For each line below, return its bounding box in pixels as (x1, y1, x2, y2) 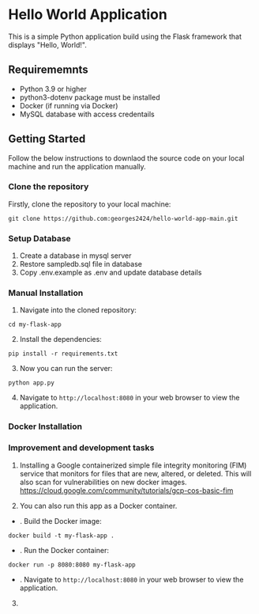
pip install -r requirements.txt (8, 350, 118, 358)
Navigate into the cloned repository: (19, 305, 137, 315)
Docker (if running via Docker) (19, 100, 118, 110)
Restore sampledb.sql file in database (19, 260, 142, 269)
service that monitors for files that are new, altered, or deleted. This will (19, 468, 252, 478)
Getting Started (8, 132, 86, 146)
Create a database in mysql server (19, 251, 132, 260)
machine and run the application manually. (8, 161, 146, 171)
